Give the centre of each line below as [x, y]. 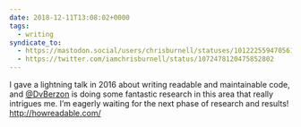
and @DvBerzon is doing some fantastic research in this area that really [142, 94]
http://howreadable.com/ [55, 113]
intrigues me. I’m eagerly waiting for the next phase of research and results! [149, 103]
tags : [19, 26]
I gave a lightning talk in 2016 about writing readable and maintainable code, [150, 85]
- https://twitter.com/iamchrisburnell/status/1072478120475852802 [146, 59]
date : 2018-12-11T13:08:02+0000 [69, 17]
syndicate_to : [36, 42]
